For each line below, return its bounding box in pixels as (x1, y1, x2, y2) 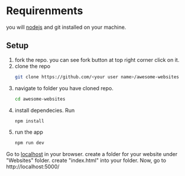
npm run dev (14, 140, 44, 146)
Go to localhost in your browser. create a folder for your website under (6, 151, 178, 158)
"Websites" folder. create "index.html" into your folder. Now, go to (6, 157, 167, 164)
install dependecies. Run (14, 107, 75, 114)
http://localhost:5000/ (6, 163, 60, 170)
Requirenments (6, 4, 83, 18)
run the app (14, 128, 43, 136)
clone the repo (14, 62, 51, 69)
